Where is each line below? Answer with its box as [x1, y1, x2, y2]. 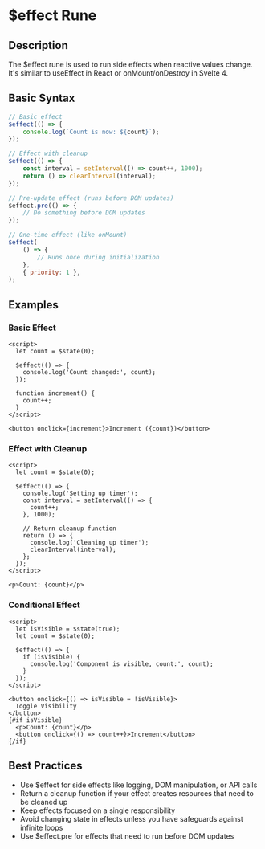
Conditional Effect [8, 599, 80, 610]
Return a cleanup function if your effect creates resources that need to [19, 789, 255, 798]
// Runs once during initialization [37, 253, 160, 261]
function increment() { [15, 390, 95, 398]
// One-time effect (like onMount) [8, 231, 128, 239]
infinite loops [19, 822, 63, 833]
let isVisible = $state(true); [15, 625, 120, 633]
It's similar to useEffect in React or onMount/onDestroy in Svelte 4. [8, 68, 229, 78]
